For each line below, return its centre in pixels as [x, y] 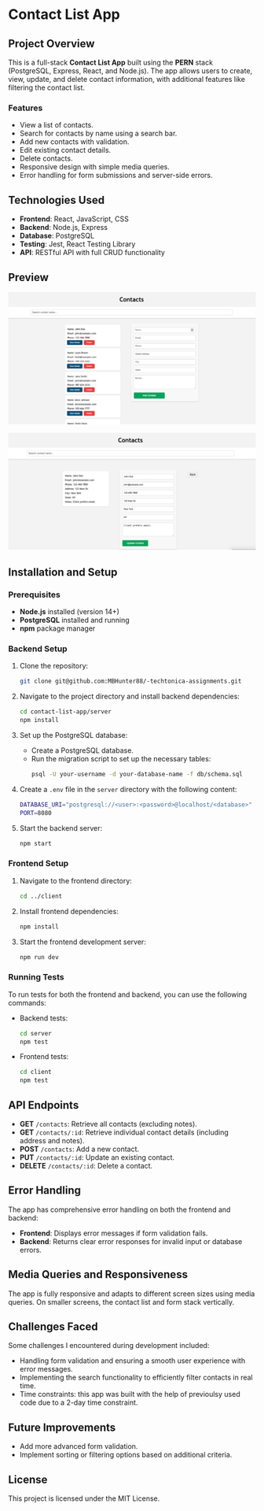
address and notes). [52, 1141]
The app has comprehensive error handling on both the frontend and [119, 1209]
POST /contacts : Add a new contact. [79, 1149]
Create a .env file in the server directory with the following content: [128, 789]
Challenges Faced [53, 1327]
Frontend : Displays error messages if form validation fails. [114, 1233]
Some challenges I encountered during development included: [109, 1346]
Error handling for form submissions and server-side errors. [116, 176]
